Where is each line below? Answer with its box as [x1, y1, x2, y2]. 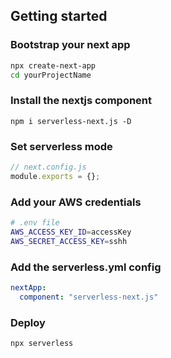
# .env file [10, 218, 60, 228]
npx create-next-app [10, 60, 97, 71]
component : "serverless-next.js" [19, 292, 159, 302]
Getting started [10, 8, 108, 25]
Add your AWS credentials [10, 195, 142, 209]
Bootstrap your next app [10, 38, 131, 52]
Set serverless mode [10, 139, 113, 153]
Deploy [10, 315, 46, 329]
